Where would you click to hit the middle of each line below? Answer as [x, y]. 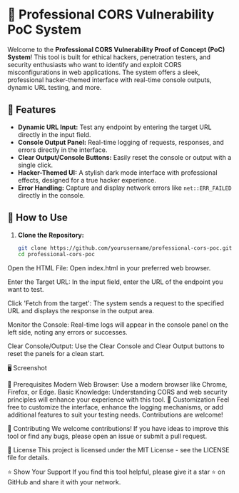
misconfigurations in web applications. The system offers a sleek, [104, 72]
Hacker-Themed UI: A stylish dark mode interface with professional [117, 172]
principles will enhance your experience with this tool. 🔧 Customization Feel [118, 400]
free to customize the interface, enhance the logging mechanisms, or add [115, 407]
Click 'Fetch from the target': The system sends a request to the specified [116, 303]
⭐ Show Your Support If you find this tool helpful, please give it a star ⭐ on [117, 472]
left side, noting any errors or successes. [67, 332]
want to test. [26, 290]
